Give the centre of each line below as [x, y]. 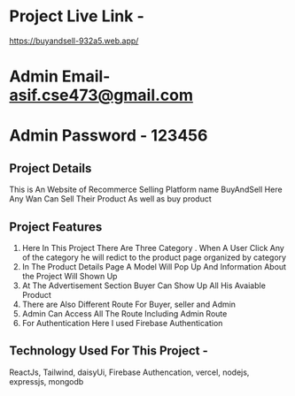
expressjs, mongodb [47, 381]
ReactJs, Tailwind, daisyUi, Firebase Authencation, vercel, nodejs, [129, 372]
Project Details [50, 168]
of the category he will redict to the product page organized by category [154, 257]
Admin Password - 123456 [109, 136]
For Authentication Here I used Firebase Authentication [122, 323]
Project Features [56, 227]
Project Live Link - [77, 16]
